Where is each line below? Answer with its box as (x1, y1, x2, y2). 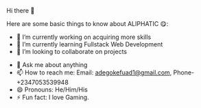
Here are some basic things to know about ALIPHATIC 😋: (6, 20, 169, 27)
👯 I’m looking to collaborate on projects (16, 48, 128, 55)
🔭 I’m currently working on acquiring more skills (16, 33, 152, 41)
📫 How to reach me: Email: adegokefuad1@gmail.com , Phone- (16, 68, 195, 77)
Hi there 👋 (6, 7, 35, 14)
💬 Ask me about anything (16, 61, 88, 68)
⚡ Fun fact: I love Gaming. (16, 93, 90, 101)
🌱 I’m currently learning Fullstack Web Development (16, 40, 163, 48)
